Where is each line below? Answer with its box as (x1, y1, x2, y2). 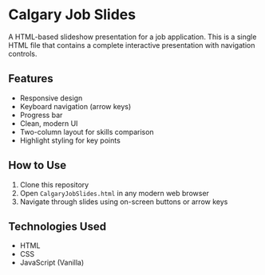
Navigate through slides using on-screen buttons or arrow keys (19, 197, 228, 206)
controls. (8, 49, 38, 58)
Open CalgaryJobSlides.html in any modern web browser (19, 188, 210, 198)
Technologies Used (8, 219, 106, 233)
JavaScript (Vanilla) (19, 257, 85, 268)
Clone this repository (19, 179, 89, 189)
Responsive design (19, 93, 83, 103)
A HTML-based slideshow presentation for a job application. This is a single (8, 32, 257, 41)
